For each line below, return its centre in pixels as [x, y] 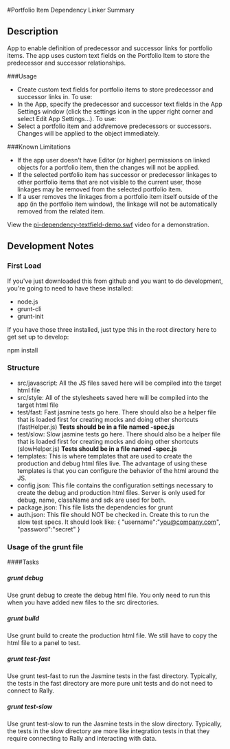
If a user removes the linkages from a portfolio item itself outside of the [117, 196]
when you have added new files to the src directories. [83, 602]
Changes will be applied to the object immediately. [88, 133]
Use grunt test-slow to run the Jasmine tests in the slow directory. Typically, [115, 724]
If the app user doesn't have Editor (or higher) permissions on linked [114, 160]
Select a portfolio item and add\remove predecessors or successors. [114, 126]
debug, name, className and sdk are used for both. [91, 500]
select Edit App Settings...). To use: [67, 118]
